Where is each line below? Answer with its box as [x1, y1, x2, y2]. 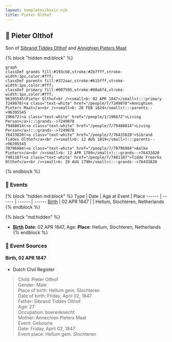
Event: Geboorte [17, 320, 53, 326]
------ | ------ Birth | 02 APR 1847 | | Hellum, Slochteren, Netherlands [17, 199, 164, 205]
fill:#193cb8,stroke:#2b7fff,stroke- [42, 69, 123, 75]
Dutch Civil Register [12, 266, 55, 273]
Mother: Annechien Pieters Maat [17, 314, 87, 320]
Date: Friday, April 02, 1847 [17, 325, 75, 332]
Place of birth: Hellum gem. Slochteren [17, 287, 100, 293]
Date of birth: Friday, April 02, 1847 [17, 293, 92, 299]
